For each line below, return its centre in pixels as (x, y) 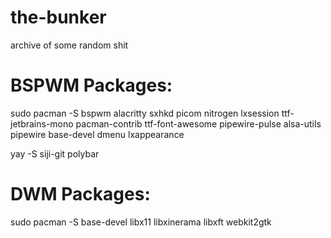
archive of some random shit (69, 45)
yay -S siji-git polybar (55, 153)
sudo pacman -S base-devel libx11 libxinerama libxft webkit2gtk (141, 222)
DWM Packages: (80, 194)
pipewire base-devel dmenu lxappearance (97, 134)
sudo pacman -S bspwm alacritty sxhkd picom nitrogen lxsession (145, 113)
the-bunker (58, 17)
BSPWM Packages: (91, 85)
